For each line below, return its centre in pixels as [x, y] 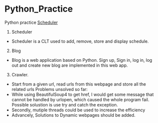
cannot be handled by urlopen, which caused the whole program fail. [80, 99]
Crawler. [20, 74]
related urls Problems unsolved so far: [49, 89]
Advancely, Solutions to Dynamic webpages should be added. [73, 115]
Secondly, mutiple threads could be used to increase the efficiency [78, 110]
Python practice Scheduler [31, 22]
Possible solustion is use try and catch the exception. [65, 105]
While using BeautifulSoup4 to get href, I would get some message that [83, 94]
